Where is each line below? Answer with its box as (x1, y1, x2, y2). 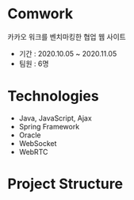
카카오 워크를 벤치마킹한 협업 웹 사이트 (7, 32, 126, 41)
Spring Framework (18, 121, 80, 131)
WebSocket (18, 138, 57, 148)
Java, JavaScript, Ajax (18, 113, 92, 123)
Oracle (18, 130, 41, 140)
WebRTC (18, 147, 48, 156)
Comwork (7, 5, 74, 23)
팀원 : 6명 (18, 59, 49, 68)
